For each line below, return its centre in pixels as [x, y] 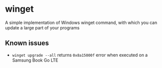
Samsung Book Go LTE [35, 60]
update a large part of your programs [42, 27]
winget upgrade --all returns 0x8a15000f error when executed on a [80, 55]
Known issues [27, 43]
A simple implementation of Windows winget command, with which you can [81, 23]
